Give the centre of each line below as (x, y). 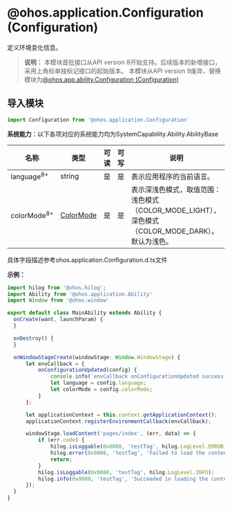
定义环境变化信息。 (35, 47)
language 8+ (30, 176)
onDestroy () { (33, 338)
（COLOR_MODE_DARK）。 (175, 231)
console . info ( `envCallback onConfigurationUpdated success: (139, 377)
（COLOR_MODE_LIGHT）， (176, 210)
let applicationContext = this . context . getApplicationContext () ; (121, 415)
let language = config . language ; (99, 383)
